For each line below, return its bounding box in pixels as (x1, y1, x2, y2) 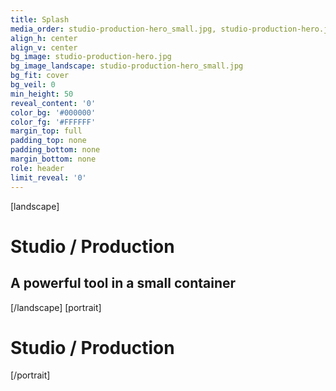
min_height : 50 (10, 89, 74, 99)
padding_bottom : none (10, 145, 101, 155)
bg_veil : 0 (10, 80, 56, 90)
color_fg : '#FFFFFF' (10, 117, 97, 127)
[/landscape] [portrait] (10, 301, 102, 313)
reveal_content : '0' (10, 98, 97, 108)
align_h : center (10, 33, 78, 43)
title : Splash (10, 14, 70, 25)
